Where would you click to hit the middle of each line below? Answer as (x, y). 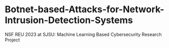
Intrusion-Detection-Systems (69, 20)
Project (12, 40)
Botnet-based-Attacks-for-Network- (84, 9)
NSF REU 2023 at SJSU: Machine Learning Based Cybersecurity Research (83, 34)
